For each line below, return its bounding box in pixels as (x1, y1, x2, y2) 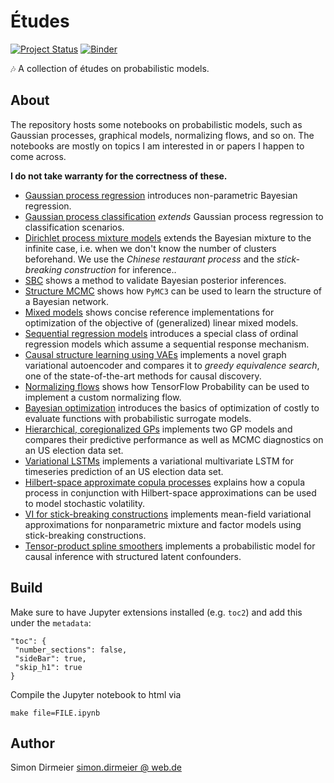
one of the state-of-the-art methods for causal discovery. (24, 370, 262, 382)
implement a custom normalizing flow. (24, 391, 182, 403)
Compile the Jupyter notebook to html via (10, 688, 182, 700)
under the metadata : (10, 616, 92, 629)
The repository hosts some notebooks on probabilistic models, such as (10, 118, 303, 130)
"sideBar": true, (14, 653, 87, 664)
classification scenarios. (24, 221, 125, 233)
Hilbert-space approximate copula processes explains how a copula (24, 476, 306, 488)
